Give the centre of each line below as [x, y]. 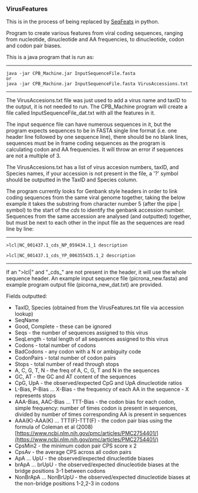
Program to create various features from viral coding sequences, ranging [95, 33]
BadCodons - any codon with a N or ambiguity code [78, 352]
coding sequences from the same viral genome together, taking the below [96, 197]
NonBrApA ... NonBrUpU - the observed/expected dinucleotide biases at [102, 477]
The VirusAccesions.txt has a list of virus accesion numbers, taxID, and [93, 167]
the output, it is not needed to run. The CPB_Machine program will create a [97, 107]
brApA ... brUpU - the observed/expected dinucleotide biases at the [97, 465]
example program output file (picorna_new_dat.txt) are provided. [85, 285]
